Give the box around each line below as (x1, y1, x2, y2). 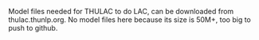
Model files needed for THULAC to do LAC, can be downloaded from (8, 7, 234, 16)
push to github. (8, 24, 58, 32)
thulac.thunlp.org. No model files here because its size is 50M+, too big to (8, 15, 251, 24)
